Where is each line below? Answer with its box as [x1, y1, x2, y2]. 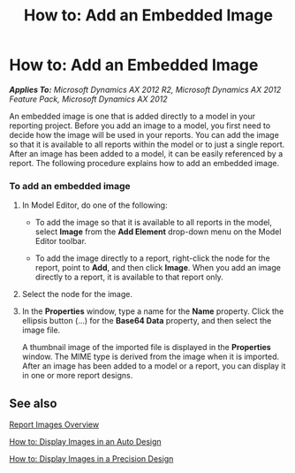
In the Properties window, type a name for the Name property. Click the [21, 306, 284, 317]
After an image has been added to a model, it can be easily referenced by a [9, 148, 284, 159]
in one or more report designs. [21, 370, 133, 381]
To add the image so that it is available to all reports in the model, [34, 217, 272, 228]
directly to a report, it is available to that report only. [34, 271, 223, 283]
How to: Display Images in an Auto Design [9, 437, 162, 447]
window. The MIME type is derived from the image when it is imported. [21, 351, 280, 362]
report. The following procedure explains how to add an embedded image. [9, 157, 280, 168]
